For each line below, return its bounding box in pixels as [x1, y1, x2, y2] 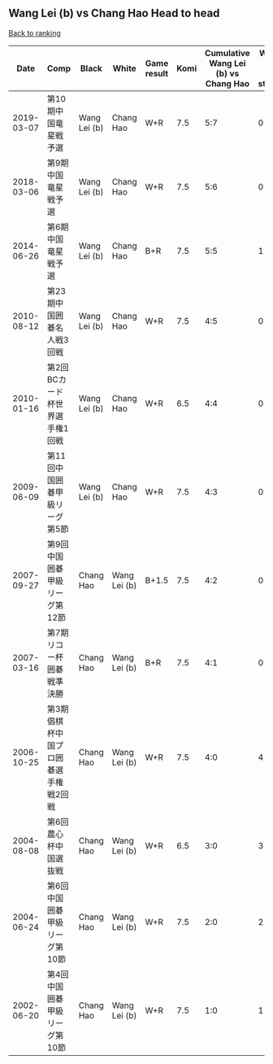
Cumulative [204, 47, 250, 59]
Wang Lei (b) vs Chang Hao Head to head [8, 7, 220, 20]
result [145, 68, 169, 79]
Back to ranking [8, 28, 61, 37]
